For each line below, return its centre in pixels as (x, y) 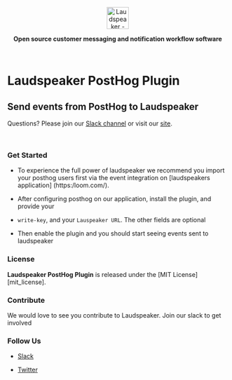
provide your (36, 206)
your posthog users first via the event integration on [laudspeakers (114, 178)
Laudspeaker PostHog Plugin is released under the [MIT (89, 274)
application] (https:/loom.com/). (63, 185)
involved (20, 323)
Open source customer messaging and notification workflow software (118, 39)
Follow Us (24, 341)
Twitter (28, 370)
